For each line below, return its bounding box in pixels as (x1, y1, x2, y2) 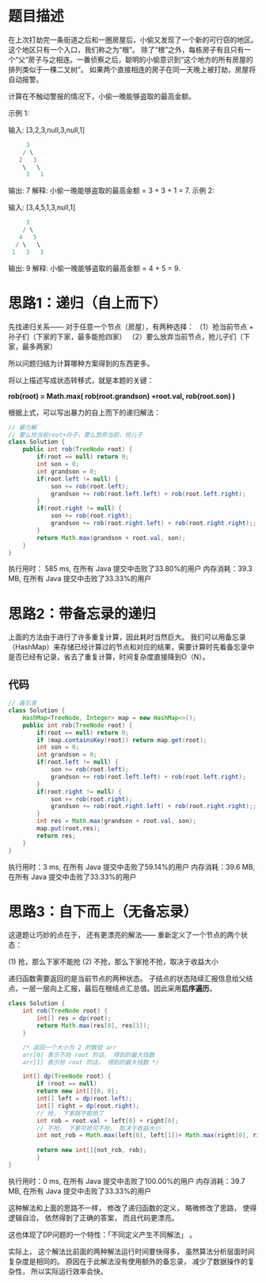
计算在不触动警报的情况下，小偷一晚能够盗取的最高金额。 (8, 91, 196, 101)
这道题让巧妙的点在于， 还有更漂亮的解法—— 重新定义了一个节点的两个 (8, 930, 241, 940)
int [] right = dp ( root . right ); (36, 1101, 140, 1110)
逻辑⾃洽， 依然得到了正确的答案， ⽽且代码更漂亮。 (8, 1212, 179, 1222)
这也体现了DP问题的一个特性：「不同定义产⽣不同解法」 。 (8, 1230, 196, 1239)
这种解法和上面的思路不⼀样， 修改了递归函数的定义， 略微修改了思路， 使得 (8, 1203, 257, 1212)
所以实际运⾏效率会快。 (30, 1266, 108, 1276)
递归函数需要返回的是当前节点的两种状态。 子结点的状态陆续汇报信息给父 (8, 974, 246, 983)
